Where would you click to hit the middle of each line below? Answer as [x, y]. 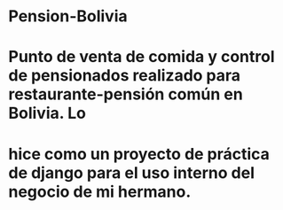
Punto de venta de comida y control [142, 57]
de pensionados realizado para [125, 76]
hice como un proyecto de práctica [139, 154]
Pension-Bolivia [68, 16]
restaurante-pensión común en [126, 94]
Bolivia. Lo [47, 113]
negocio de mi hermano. [100, 191]
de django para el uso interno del [131, 172]
